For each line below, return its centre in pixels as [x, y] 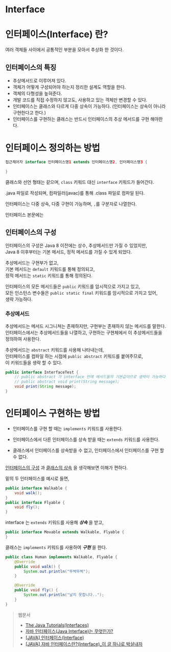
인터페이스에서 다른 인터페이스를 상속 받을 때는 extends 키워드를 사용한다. [86, 439]
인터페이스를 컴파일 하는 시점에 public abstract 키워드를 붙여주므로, [74, 356]
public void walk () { [37, 566]
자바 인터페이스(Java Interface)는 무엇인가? [69, 631]
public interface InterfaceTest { [42, 372]
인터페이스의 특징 [31, 67]
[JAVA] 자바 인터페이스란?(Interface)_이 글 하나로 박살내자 [84, 644]
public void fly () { [36, 590]
